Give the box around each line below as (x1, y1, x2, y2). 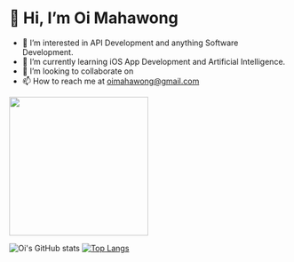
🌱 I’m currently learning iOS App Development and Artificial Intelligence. (21, 56, 286, 67)
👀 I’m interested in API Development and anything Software (21, 37, 239, 48)
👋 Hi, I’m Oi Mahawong (9, 8, 179, 28)
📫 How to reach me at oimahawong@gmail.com (21, 75, 200, 86)
